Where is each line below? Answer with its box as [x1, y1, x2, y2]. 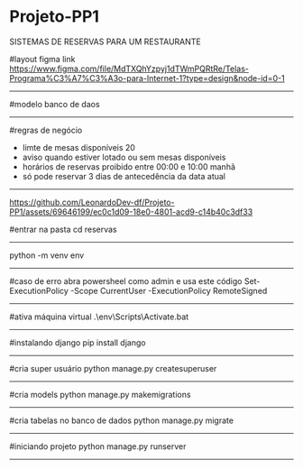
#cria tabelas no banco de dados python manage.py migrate [9, 415, 234, 426]
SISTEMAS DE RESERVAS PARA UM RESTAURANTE [9, 36, 201, 47]
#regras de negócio [9, 124, 83, 135]
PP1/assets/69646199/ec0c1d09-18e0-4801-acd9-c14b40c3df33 [9, 206, 253, 217]
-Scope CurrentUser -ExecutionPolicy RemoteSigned [70, 285, 268, 296]
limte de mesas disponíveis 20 [22, 142, 135, 152]
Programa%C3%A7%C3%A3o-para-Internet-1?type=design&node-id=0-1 [9, 72, 286, 83]
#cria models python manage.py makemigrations [9, 389, 191, 400]
